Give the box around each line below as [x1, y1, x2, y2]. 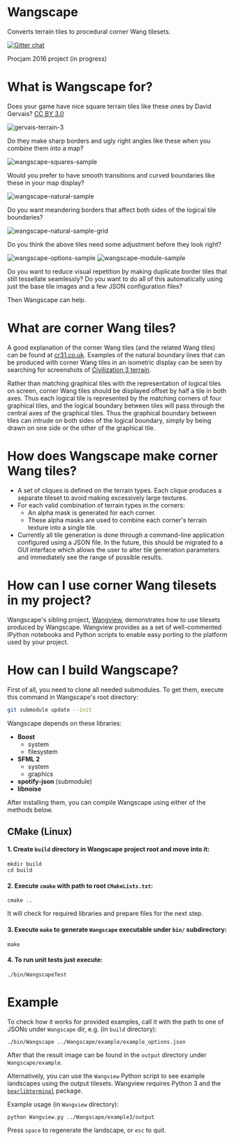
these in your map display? [7, 178, 85, 187]
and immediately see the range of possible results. [17, 553, 163, 561]
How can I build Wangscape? [7, 662, 179, 678]
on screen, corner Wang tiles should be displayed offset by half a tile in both [7, 386, 227, 395]
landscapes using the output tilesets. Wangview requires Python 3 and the [7, 1079, 221, 1087]
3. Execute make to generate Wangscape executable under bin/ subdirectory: [7, 925, 227, 933]
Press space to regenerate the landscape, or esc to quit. [7, 1126, 166, 1134]
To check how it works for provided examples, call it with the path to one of [7, 1017, 224, 1026]
